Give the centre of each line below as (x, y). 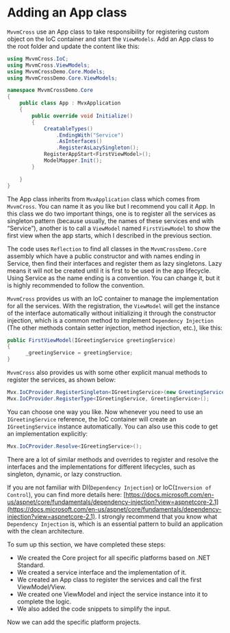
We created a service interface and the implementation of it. (102, 572)
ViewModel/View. (41, 587)
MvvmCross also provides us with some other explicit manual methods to (107, 373)
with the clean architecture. (46, 531)
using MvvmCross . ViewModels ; (49, 65)
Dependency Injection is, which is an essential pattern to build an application (115, 524)
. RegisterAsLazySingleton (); (97, 148)
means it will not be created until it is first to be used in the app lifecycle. (109, 271)
